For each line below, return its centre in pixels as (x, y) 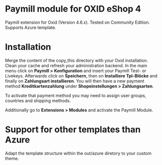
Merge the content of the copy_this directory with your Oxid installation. (76, 60)
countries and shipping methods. (38, 101)
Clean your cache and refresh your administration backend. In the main (76, 65)
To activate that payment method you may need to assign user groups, (76, 95)
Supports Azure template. (31, 27)
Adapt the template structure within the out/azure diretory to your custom (78, 153)
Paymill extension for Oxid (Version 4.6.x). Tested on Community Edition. (78, 22)
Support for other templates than (73, 130)
